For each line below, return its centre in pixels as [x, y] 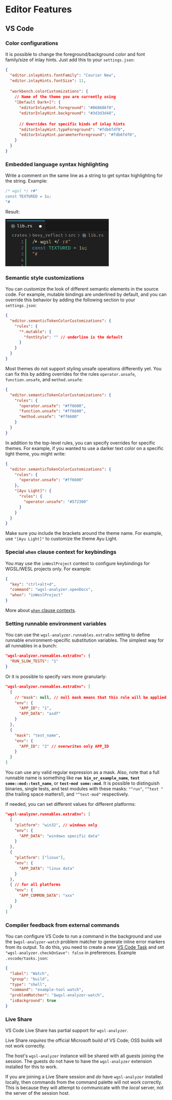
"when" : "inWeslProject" [36, 595]
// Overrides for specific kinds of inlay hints [72, 124]
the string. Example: [26, 181]
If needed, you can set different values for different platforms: [71, 804]
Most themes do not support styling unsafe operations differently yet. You [83, 368]
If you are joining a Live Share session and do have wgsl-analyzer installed [84, 1077]
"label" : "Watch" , [30, 973]
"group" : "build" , [30, 979]
